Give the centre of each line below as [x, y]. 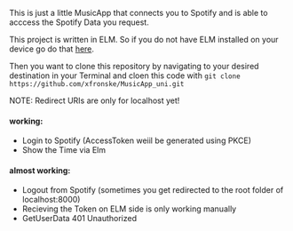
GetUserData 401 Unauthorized [79, 219]
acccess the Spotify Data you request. [79, 22]
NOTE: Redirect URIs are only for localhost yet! [95, 100]
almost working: [40, 170]
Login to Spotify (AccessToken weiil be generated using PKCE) [136, 140]
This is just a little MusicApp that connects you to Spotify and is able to [139, 13]
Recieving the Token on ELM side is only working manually [129, 209]
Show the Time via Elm [64, 150]
